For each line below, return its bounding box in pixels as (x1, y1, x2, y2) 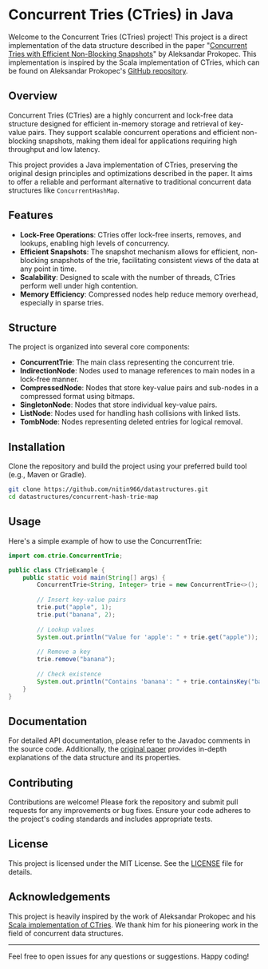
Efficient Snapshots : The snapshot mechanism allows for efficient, (19, 246, 241, 257)
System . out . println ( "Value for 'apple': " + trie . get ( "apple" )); (37, 633, 259, 641)
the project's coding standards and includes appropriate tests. (8, 814, 213, 823)
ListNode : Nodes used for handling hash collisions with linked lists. (19, 409, 241, 418)
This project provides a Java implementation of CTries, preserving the (8, 160, 238, 169)
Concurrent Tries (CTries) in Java (8, 6, 234, 24)
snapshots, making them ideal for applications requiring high (38, 136, 238, 146)
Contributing (8, 776, 73, 789)
